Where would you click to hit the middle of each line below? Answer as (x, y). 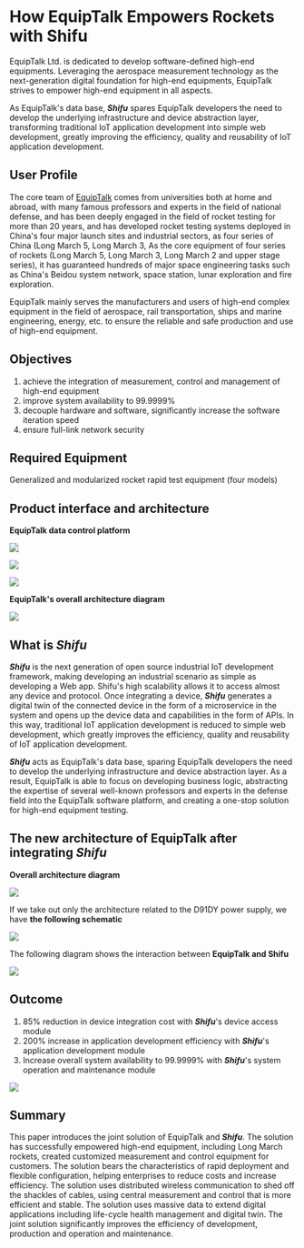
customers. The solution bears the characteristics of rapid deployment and (149, 1166)
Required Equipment (69, 458)
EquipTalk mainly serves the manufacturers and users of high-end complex (150, 301)
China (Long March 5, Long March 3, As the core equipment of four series (147, 245)
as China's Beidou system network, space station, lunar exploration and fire (151, 274)
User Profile (44, 175)
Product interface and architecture (110, 508)
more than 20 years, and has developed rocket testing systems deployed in (150, 226)
